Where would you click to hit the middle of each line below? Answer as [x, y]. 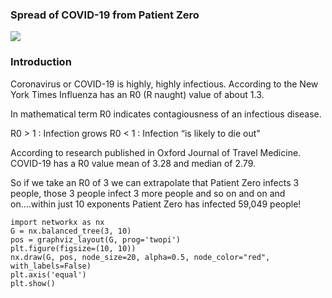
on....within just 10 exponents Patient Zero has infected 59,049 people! [156, 204]
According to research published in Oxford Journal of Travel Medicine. [156, 152]
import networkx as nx [57, 222]
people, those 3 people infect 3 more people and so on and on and [148, 193]
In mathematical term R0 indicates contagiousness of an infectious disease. [166, 114]
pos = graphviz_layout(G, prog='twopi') [96, 239]
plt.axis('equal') [48, 274]
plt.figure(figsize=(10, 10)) [73, 248]
